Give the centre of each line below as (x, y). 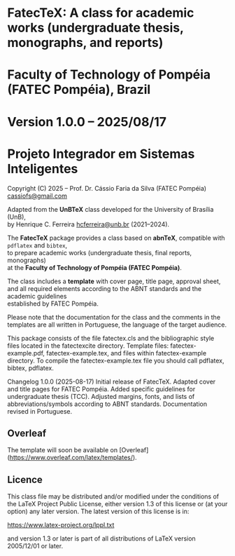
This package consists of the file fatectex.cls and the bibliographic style (111, 338)
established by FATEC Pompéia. (53, 304)
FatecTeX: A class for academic (101, 13)
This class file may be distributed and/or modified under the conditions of (113, 496)
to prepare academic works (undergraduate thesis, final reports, (100, 252)
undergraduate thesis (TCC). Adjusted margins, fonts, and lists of (101, 396)
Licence (25, 479)
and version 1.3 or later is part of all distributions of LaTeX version (101, 538)
